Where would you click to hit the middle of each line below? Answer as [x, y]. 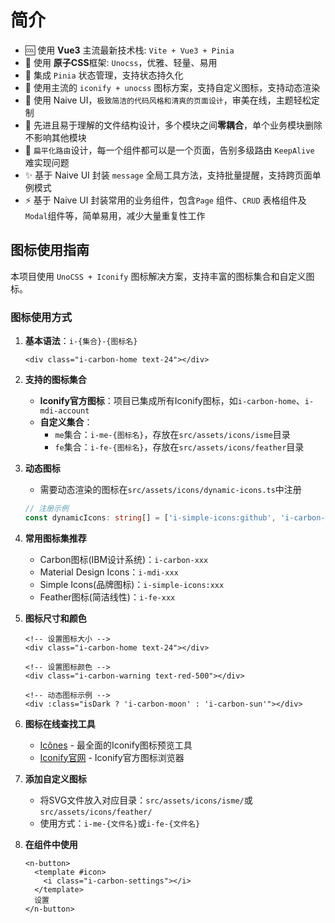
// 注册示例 [46, 509]
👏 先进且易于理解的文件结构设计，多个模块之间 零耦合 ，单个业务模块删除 [173, 125]
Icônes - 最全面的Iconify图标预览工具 [116, 745]
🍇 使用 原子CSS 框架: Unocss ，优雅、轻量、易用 [121, 62]
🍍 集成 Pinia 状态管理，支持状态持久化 [104, 75]
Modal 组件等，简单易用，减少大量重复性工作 [115, 215]
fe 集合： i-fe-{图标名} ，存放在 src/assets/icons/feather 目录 [179, 447]
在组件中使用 [51, 844]
